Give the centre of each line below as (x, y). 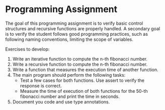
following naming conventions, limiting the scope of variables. (69, 39)
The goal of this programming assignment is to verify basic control (74, 23)
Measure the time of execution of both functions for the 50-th (84, 91)
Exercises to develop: (27, 49)
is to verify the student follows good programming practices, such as (77, 34)
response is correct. (41, 86)
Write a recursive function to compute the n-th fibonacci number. (80, 64)
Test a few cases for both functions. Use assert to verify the (82, 80)
